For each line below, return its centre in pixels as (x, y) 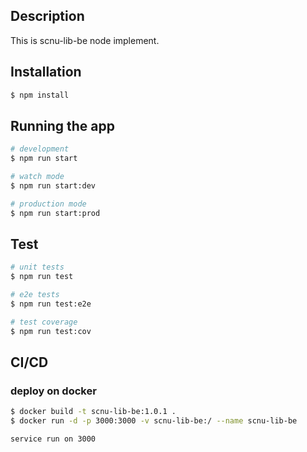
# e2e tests (35, 295)
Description (47, 16)
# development (40, 149)
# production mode (48, 204)
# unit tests (37, 267)
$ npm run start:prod (55, 213)
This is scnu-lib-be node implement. (85, 40)
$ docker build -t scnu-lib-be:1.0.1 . (93, 412)
